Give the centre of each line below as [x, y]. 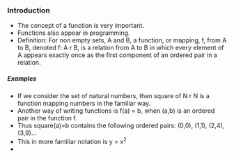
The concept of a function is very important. [81, 26]
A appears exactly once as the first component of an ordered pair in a [117, 55]
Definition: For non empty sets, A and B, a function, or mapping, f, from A [122, 40]
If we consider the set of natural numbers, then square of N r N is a [114, 96]
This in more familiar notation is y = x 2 [72, 141]
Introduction [29, 10]
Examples [22, 78]
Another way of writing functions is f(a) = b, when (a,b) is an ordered [116, 111]
